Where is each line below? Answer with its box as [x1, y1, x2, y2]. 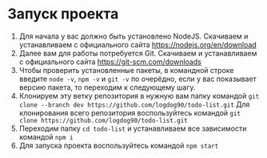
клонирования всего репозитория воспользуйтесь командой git [18, 107, 241, 117]
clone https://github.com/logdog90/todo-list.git [18, 116, 189, 124]
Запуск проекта [7, 5, 119, 23]
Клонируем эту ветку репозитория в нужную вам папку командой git [18, 91, 260, 100]
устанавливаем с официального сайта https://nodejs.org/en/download [18, 39, 257, 49]
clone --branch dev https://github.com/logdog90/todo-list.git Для [18, 99, 250, 109]
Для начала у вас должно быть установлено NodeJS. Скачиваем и [18, 31, 249, 41]
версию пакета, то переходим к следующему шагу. [18, 82, 196, 92]
